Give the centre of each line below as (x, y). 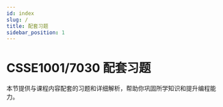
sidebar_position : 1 (36, 32)
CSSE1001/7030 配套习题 (79, 68)
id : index (21, 13)
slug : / (17, 20)
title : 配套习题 (27, 26)
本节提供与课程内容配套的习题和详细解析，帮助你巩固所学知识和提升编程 (108, 89)
